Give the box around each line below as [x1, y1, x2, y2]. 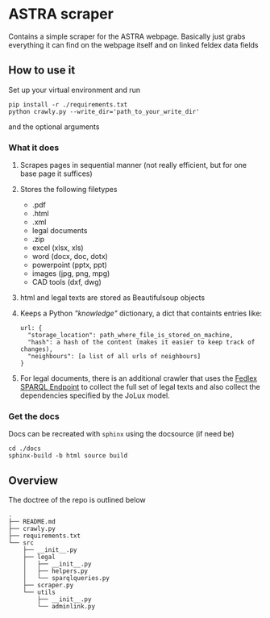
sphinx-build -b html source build [8, 452, 128, 460]
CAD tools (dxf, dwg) [31, 278, 102, 287]
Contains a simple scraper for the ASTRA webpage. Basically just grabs [8, 31, 246, 41]
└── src [8, 539, 35, 547]
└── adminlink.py [37, 603, 95, 611]
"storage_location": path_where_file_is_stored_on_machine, [27, 332, 234, 340]
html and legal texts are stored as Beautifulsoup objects [19, 293, 206, 303]
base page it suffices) [19, 169, 93, 178]
